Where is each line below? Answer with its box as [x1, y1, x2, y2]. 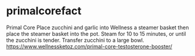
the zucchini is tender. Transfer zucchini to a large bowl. [6, 36, 145, 43]
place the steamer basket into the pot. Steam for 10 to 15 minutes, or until [6, 30, 187, 37]
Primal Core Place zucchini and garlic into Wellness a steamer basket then [6, 24, 190, 31]
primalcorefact [6, 4, 82, 18]
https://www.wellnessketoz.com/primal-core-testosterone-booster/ [6, 43, 172, 50]
